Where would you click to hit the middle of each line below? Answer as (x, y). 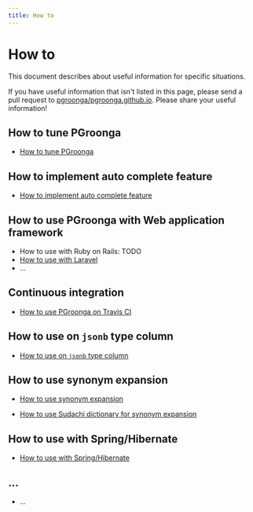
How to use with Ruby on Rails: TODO (80, 251)
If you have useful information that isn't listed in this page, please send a (125, 91)
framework (36, 232)
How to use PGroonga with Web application (117, 220)
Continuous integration (66, 293)
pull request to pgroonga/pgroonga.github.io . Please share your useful (122, 100)
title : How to (31, 15)
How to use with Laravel (59, 260)
